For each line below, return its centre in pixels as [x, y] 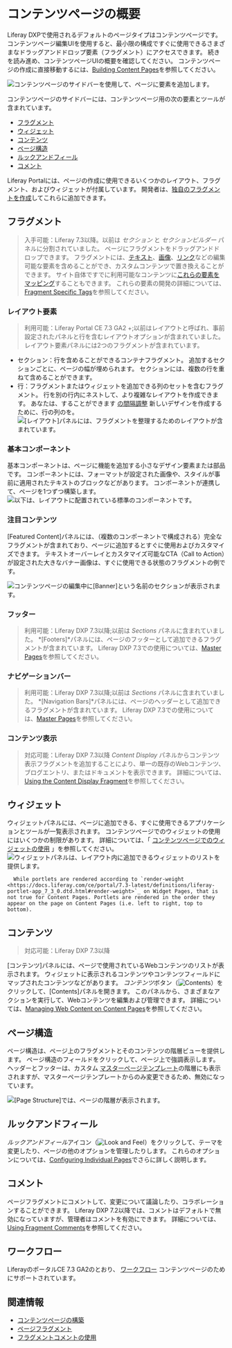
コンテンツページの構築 [51, 1320]
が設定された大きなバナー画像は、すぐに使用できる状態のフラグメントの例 [113, 562]
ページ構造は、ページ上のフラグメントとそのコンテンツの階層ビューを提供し [116, 1050]
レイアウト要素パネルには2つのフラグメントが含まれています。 [114, 345]
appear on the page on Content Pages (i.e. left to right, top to [105, 904]
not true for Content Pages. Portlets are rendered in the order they [111, 898]
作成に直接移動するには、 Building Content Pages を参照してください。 [119, 69]
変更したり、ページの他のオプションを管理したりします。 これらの [101, 1151]
